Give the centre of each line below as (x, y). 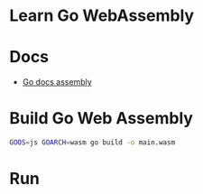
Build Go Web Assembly (101, 119)
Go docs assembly (57, 82)
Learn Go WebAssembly (102, 16)
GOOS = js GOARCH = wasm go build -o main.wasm (92, 143)
